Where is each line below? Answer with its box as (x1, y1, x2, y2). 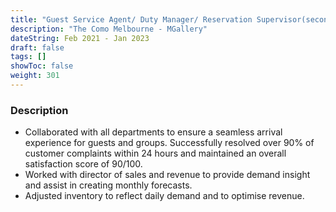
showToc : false (10, 61, 74, 71)
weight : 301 (10, 71, 60, 81)
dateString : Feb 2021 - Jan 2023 (10, 33, 150, 43)
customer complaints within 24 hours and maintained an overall (24, 147, 287, 160)
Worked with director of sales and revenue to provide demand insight (24, 169, 311, 181)
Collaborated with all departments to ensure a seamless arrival (24, 126, 283, 138)
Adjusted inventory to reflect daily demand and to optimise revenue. (24, 190, 305, 202)
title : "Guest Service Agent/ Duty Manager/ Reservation (10, 14, 253, 25)
